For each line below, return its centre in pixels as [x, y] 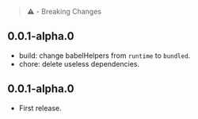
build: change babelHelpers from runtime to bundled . [105, 56]
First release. [40, 108]
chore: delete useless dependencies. [79, 63]
